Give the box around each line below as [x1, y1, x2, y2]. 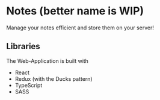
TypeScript [14, 81, 43, 89]
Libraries [6, 41, 40, 51]
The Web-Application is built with [6, 57, 89, 64]
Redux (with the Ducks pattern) [14, 75, 93, 82]
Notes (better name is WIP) [6, 4, 144, 18]
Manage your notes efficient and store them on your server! [6, 24, 155, 31]
